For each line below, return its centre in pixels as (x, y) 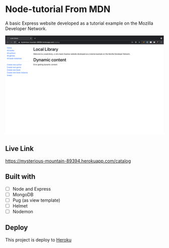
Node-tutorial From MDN (58, 9)
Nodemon (23, 211)
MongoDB (23, 194)
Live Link (20, 149)
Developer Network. (26, 28)
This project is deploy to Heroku (38, 239)
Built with (20, 177)
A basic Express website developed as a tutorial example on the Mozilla (79, 23)
